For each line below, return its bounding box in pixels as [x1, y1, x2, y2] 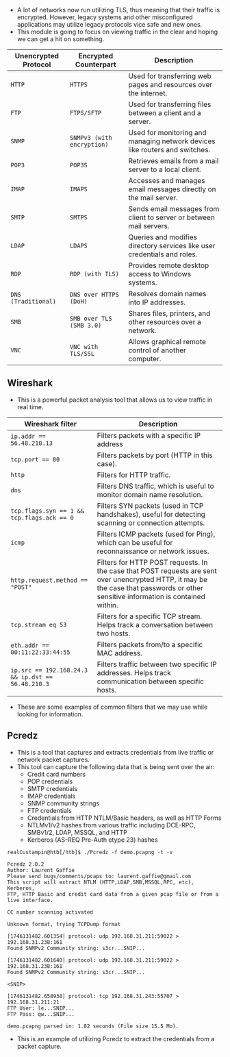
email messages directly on [128, 184, 217, 194]
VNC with [69, 343, 99, 350]
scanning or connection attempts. [97, 518, 205, 527]
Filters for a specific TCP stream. [97, 611, 203, 621]
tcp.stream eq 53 [10, 620, 67, 629]
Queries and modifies [128, 232, 197, 242]
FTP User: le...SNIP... [7, 1004, 75, 1012]
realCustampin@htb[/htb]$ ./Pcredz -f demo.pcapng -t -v [7, 849, 173, 855]
